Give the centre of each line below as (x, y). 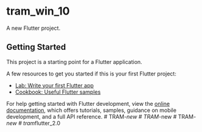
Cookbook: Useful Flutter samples (58, 92)
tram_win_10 (38, 11)
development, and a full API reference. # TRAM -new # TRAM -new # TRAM (100, 116)
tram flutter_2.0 (42, 123)
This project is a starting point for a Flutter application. (74, 61)
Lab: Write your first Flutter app (54, 85)
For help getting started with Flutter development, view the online (88, 103)
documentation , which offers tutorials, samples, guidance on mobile (91, 110)
